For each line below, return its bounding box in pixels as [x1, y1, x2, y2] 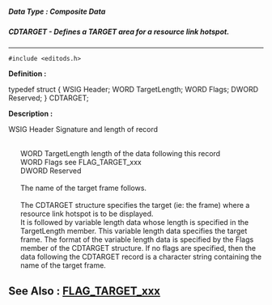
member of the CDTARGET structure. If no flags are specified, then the [19, 244, 257, 253]
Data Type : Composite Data [8, 6, 106, 16]
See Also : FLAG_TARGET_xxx [8, 284, 160, 298]
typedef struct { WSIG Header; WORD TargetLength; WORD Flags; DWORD [8, 85, 259, 95]
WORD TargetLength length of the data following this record [19, 149, 221, 159]
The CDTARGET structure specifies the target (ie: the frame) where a [19, 201, 250, 210]
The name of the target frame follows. [19, 183, 147, 193]
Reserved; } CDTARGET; [8, 93, 89, 103]
